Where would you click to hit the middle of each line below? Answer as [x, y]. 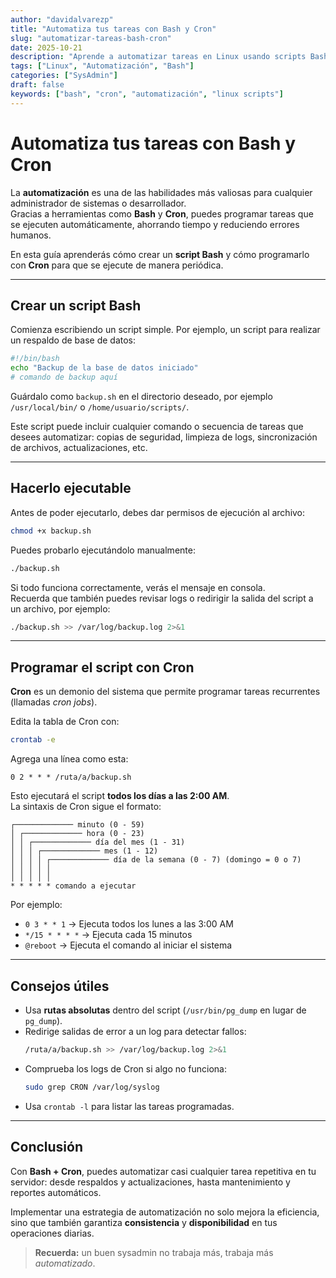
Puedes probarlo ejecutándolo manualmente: [103, 550]
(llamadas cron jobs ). [54, 702]
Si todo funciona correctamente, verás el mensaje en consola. [138, 587]
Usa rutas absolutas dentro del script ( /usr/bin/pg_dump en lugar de [165, 1010]
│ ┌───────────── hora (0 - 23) [77, 834]
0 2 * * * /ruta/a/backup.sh [71, 777]
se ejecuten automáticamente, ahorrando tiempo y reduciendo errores [155, 224]
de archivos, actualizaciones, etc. [79, 447]
